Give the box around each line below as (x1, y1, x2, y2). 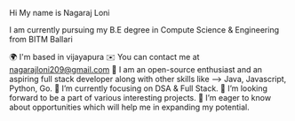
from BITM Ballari (9, 34, 73, 44)
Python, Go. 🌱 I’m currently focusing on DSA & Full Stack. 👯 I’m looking (9, 83, 268, 94)
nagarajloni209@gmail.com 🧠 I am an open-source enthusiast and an (9, 64, 263, 74)
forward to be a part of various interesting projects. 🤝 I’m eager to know (9, 93, 272, 102)
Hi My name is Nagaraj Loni (9, 8, 110, 18)
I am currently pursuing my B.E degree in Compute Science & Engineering (9, 25, 280, 34)
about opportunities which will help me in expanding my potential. (9, 102, 251, 112)
